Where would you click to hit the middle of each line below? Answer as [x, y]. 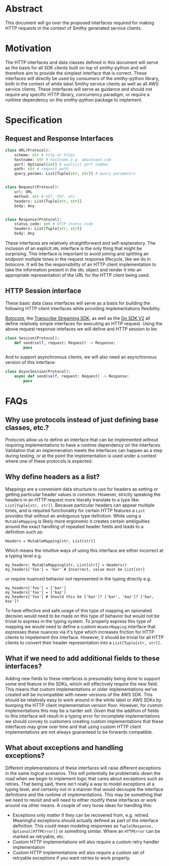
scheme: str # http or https [45, 155]
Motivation [28, 49]
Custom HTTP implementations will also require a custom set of [78, 852]
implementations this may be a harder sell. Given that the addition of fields [82, 710]
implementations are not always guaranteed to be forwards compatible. [79, 732]
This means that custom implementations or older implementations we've [81, 689]
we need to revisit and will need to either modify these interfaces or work [81, 800]
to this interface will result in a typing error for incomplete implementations [82, 716]
